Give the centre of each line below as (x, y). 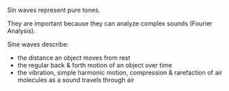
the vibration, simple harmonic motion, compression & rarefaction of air (120, 73)
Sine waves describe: (38, 44)
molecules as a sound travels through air (76, 80)
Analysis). (22, 31)
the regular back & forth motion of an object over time (95, 65)
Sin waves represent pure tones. (54, 10)
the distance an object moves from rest (74, 58)
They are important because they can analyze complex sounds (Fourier (110, 23)
